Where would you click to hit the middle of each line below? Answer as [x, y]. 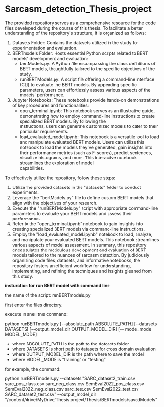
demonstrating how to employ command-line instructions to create [87, 116]
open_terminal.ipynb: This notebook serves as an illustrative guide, [87, 110]
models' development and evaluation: [50, 58]
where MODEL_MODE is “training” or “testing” [59, 359]
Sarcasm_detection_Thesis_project [79, 9]
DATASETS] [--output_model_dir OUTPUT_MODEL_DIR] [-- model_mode [78, 329]
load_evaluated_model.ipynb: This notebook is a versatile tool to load [89, 137]
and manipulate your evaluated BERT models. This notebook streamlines [85, 239]
